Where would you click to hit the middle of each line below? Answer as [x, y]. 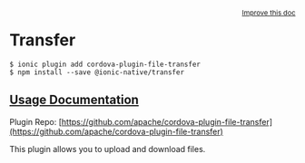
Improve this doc [269, 13]
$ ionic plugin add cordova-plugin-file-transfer [105, 64]
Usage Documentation [74, 100]
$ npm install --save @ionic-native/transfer [97, 72]
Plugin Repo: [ [35, 121]
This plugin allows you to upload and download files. [108, 149]
